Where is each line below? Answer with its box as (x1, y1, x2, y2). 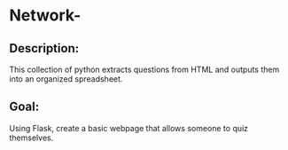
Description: (9, 41, 80, 56)
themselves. (9, 132, 54, 143)
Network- (9, 5, 82, 26)
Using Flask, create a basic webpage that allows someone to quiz (9, 122, 249, 133)
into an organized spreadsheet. (9, 74, 123, 84)
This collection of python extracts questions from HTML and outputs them (9, 64, 280, 75)
